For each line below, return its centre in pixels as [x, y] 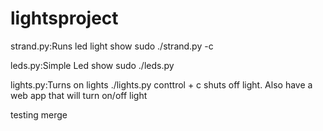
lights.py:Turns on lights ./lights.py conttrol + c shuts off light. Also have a [161, 84]
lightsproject [64, 18]
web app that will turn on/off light [79, 95]
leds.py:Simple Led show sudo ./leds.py [92, 65]
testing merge [39, 114]
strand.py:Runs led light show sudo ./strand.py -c [112, 46]
